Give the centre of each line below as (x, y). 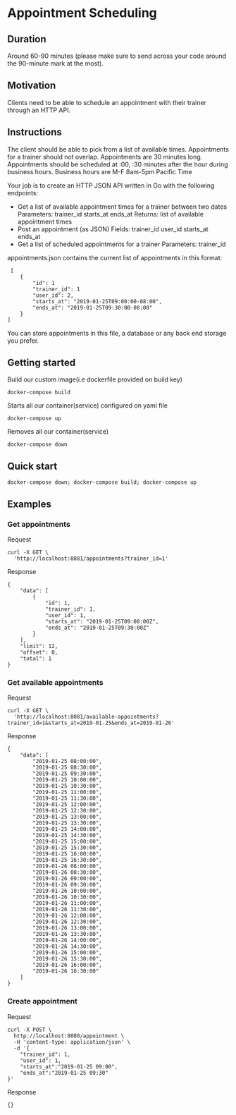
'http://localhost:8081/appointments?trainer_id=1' (91, 559)
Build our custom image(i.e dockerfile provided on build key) (95, 379)
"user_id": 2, (53, 295)
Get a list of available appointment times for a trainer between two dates (122, 207)
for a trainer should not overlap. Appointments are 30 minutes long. (105, 157)
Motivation (32, 86)
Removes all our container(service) (58, 432)
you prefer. (23, 341)
